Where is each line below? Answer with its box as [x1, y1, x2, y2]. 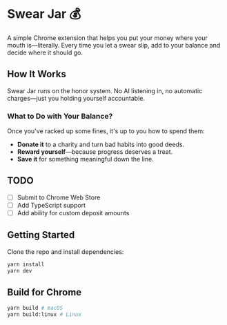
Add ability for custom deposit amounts [17, 208, 130, 217]
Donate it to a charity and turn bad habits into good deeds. [17, 140, 185, 149]
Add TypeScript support [17, 201, 86, 209]
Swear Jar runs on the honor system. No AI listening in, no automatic [7, 86, 203, 95]
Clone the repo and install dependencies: [7, 247, 124, 256]
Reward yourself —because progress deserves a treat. [17, 148, 173, 156]
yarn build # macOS [7, 305, 63, 312]
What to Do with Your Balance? [7, 111, 113, 121]
